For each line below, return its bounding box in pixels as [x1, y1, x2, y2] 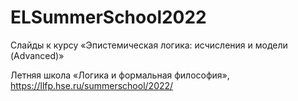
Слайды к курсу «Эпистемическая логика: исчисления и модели [10, 39, 288, 51]
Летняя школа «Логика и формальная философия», [10, 69, 230, 81]
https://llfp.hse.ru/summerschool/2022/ [10, 79, 174, 91]
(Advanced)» [10, 49, 65, 61]
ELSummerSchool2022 [10, 6, 207, 29]
